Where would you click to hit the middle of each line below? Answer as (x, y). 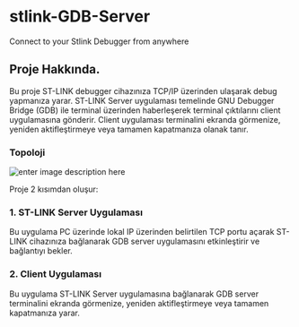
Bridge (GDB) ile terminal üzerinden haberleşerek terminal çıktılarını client (145, 110)
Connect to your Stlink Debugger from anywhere (99, 41)
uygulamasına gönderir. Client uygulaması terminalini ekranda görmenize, (145, 119)
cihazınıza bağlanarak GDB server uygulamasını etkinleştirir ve (145, 241)
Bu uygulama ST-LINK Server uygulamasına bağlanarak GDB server (134, 294)
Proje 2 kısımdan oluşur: (54, 189)
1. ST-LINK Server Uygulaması (76, 212)
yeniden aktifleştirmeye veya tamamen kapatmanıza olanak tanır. (129, 129)
